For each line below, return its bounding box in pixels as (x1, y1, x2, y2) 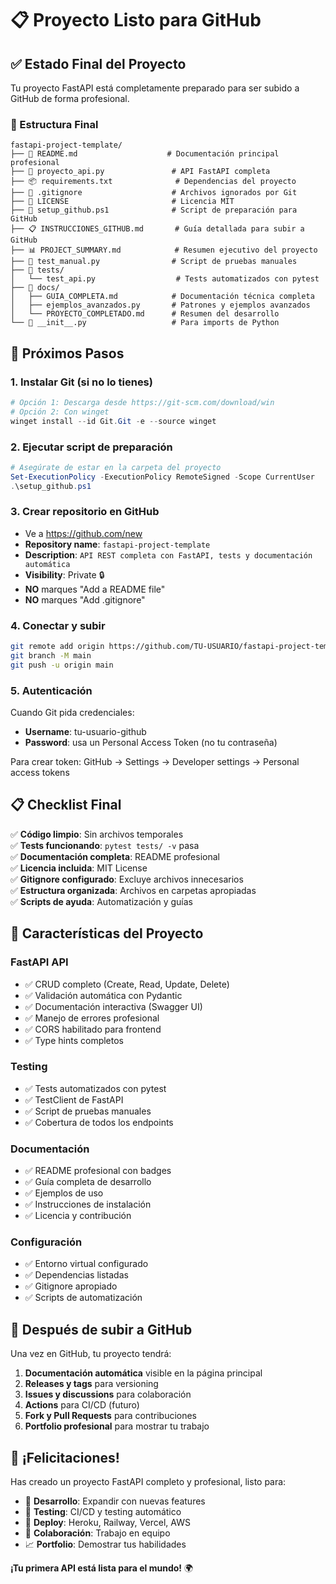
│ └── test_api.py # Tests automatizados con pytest (10, 274, 320, 284)
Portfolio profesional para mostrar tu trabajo (24, 1420, 210, 1432)
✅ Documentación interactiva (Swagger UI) (24, 1000, 203, 1012)
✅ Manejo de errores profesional (24, 1012, 160, 1024)
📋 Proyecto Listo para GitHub (10, 9, 262, 32)
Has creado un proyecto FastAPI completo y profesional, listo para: (10, 1476, 287, 1488)
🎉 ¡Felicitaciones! (10, 1449, 120, 1466)
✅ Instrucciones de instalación (24, 1198, 152, 1211)
